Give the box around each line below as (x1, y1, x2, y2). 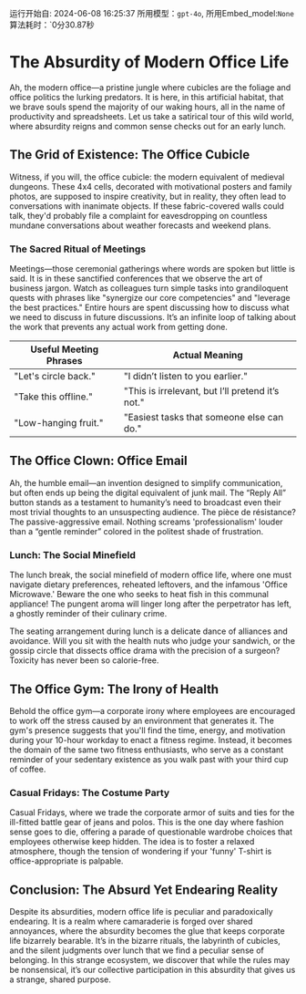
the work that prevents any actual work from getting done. (9, 322, 228, 333)
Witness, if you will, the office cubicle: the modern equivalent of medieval (9, 171, 285, 182)
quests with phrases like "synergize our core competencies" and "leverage (9, 293, 291, 304)
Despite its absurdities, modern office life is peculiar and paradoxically (9, 906, 273, 917)
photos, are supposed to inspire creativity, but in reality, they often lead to (9, 191, 287, 202)
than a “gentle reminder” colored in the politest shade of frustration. (9, 525, 264, 536)
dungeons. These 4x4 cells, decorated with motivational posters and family (9, 181, 292, 192)
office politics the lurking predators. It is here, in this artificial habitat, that (9, 91, 284, 102)
